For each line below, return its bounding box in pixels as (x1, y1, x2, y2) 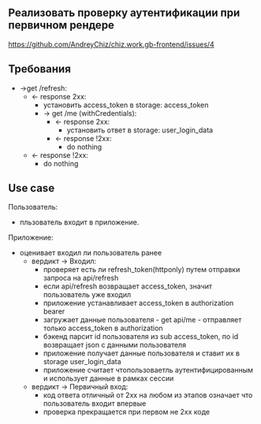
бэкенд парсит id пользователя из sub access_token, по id (43, 332, 239, 341)
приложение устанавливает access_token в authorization (43, 299, 234, 308)
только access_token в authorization (43, 323, 163, 333)
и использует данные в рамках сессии (43, 374, 174, 383)
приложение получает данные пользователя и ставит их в (43, 348, 240, 358)
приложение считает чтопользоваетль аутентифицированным (43, 366, 254, 375)
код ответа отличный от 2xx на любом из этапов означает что (43, 390, 253, 400)
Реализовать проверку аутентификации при (8, 6, 240, 20)
